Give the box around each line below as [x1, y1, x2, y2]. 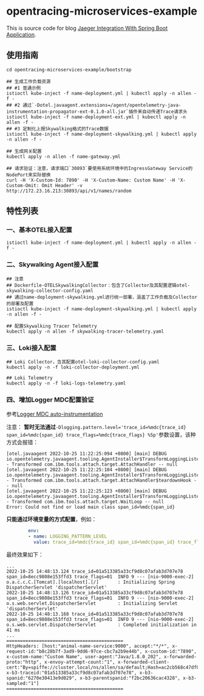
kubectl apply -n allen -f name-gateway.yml [6, 154, 121, 160]
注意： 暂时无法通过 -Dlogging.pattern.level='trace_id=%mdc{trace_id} [6, 424, 186, 431]
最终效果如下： [6, 550, 44, 558]
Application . [6, 30, 36, 38]
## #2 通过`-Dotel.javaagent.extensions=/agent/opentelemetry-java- [6, 102, 182, 108]
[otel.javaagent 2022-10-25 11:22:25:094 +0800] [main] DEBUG [6, 451, 167, 457]
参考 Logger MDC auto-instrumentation [6, 410, 103, 418]
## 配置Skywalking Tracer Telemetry [6, 323, 97, 329]
